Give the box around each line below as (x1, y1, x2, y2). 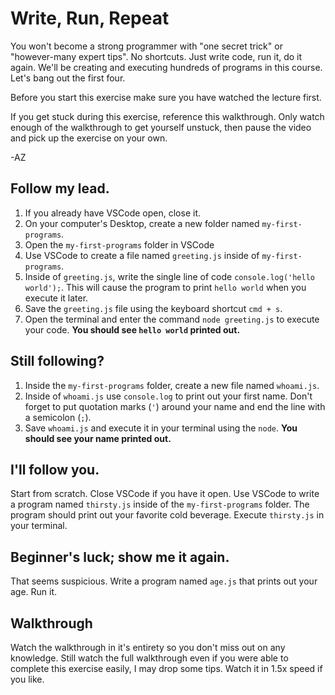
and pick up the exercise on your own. (10, 132, 168, 144)
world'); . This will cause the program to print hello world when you (24, 281, 307, 293)
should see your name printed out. (24, 432, 172, 444)
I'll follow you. (10, 461, 100, 478)
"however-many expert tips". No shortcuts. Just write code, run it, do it (10, 50, 303, 62)
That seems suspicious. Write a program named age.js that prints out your (10, 575, 318, 587)
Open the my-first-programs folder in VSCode (24, 238, 215, 251)
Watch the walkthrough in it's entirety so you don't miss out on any (10, 642, 286, 653)
